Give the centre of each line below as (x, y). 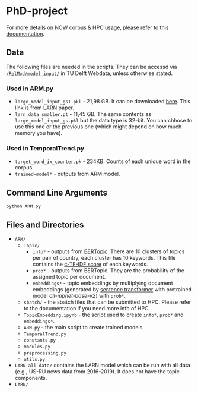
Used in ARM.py (30, 89)
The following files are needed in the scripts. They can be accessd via (92, 67)
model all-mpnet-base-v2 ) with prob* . (79, 295)
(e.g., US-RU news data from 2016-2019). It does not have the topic (97, 371)
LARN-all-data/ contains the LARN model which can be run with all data (103, 365)
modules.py (37, 347)
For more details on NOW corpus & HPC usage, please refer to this (87, 27)
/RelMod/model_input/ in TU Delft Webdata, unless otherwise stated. (90, 73)
